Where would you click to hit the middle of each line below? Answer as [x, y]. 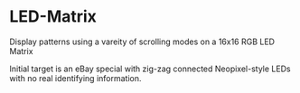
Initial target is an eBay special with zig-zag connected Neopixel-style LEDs [150, 69]
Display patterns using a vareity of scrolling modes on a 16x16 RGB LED [142, 42]
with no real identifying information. [75, 78]
